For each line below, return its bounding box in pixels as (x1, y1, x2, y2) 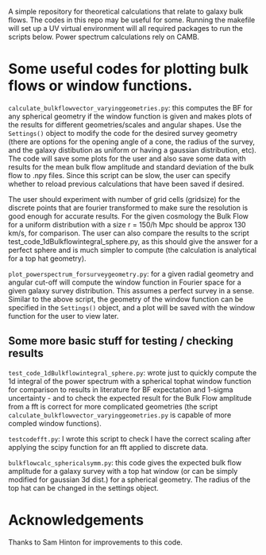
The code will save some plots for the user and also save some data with (8, 153, 246, 163)
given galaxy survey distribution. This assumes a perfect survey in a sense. (8, 285, 255, 295)
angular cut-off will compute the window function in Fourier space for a (8, 277, 242, 287)
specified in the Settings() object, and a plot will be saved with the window (8, 302, 256, 312)
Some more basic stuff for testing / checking (8, 334, 233, 348)
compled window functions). (8, 418, 102, 428)
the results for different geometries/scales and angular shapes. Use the (8, 119, 242, 130)
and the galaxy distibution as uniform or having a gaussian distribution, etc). (8, 145, 256, 154)
